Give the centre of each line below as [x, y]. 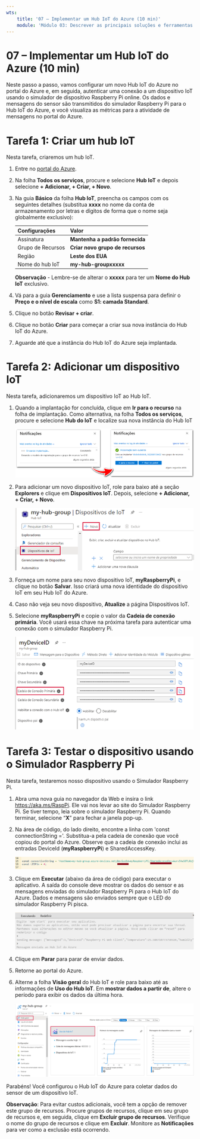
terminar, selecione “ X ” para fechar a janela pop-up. [79, 817]
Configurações [37, 231]
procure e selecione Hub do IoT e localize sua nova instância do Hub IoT [104, 421]
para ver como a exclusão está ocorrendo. [58, 1129]
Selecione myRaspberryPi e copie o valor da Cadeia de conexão [95, 616]
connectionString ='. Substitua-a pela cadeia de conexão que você [97, 835]
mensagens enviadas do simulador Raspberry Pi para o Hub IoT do [97, 892]
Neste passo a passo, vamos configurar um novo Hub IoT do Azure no [92, 85]
